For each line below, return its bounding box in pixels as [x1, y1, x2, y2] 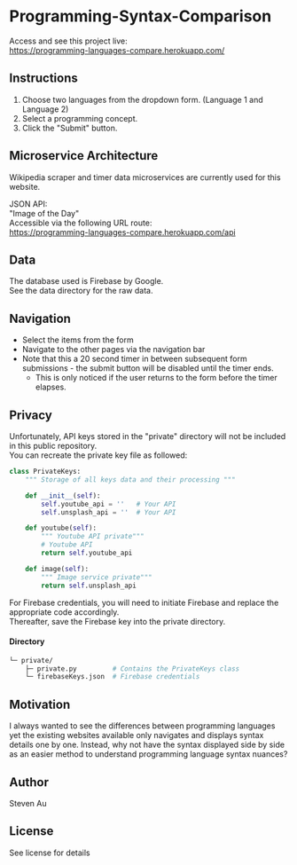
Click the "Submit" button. [21, 122, 118, 133]
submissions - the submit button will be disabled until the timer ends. [21, 363, 275, 374]
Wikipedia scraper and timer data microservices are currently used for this [9, 171, 281, 183]
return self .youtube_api [41, 548, 133, 557]
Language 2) [21, 104, 69, 114]
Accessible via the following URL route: [9, 217, 152, 228]
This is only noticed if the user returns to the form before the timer [35, 373, 277, 383]
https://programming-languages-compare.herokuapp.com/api [9, 226, 237, 237]
